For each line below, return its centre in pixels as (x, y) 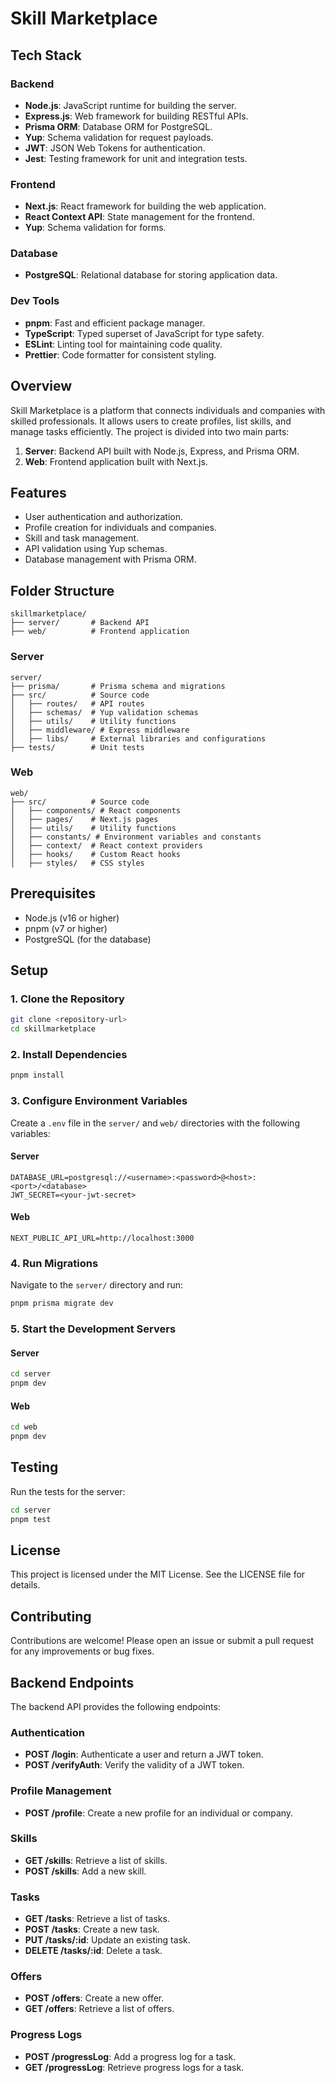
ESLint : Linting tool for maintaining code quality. (123, 344)
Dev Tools (35, 301)
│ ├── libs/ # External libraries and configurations (138, 738)
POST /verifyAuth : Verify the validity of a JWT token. (134, 1765)
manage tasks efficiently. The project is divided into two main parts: (150, 431)
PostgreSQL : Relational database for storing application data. (151, 275)
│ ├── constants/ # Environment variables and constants (136, 837)
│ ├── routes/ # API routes (77, 703)
